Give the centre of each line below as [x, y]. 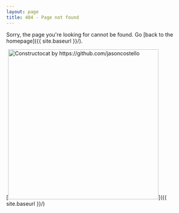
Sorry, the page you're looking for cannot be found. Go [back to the [90, 34]
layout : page [23, 12]
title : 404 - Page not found [43, 17]
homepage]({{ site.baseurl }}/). [44, 41]
